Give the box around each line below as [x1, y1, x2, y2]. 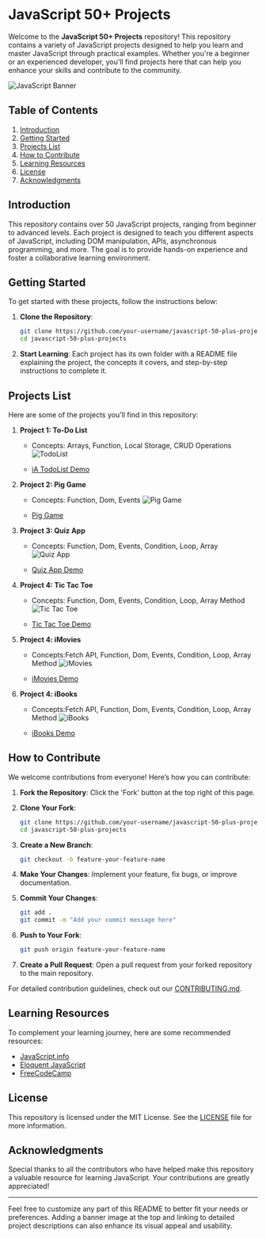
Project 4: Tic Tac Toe [19, 580, 93, 589]
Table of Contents [8, 104, 99, 117]
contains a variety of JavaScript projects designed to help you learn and [8, 40, 244, 49]
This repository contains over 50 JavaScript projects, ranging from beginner [8, 219, 256, 229]
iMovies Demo [31, 673, 79, 683]
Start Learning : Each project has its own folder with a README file [19, 349, 237, 359]
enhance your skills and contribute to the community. [8, 65, 182, 74]
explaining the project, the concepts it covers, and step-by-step [19, 358, 228, 368]
